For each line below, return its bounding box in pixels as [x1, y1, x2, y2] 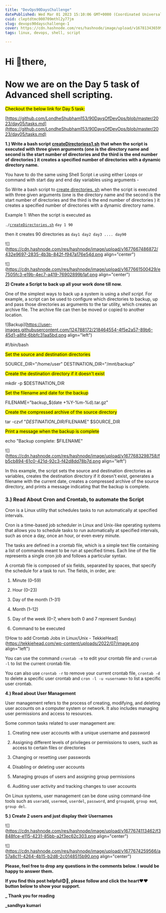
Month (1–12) [12, 607, 39, 612]
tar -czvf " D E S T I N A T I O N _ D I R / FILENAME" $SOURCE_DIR [5, 419, 120, 425]
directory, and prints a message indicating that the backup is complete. [5, 484, 150, 490]
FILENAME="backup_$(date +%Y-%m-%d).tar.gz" [5, 399, 109, 405]
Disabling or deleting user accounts [12, 764, 85, 770]
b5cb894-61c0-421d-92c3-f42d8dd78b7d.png [5, 458, 101, 464]
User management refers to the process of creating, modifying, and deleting [5, 700, 161, 706]
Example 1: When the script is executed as [5, 212, 91, 218]
